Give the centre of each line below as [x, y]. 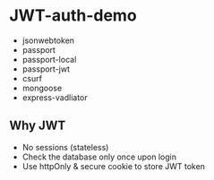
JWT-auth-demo [73, 16]
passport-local [49, 59]
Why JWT [38, 126]
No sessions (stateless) [65, 147]
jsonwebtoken [48, 40]
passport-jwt [46, 69]
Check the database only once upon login [99, 157]
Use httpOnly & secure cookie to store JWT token [114, 166]
